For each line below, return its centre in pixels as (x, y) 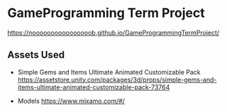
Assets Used (36, 55)
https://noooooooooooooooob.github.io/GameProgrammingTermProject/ (113, 33)
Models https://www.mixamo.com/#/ (71, 101)
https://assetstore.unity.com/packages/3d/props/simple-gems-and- (117, 79)
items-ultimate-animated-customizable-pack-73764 (94, 87)
